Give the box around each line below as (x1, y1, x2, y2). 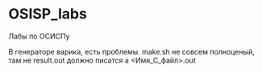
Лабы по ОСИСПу (8, 31, 70, 41)
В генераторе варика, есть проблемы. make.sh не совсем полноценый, (8, 47, 256, 56)
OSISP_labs (8, 5, 87, 23)
